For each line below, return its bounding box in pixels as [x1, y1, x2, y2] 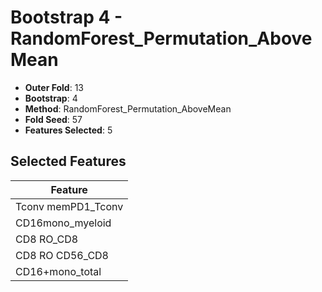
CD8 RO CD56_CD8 [15, 248, 109, 262]
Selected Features [10, 153, 127, 170]
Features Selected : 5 [24, 124, 113, 136]
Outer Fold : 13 [24, 81, 84, 93]
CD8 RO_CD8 [15, 232, 79, 246]
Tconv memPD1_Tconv [15, 199, 124, 213]
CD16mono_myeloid [15, 216, 112, 230]
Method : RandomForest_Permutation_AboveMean [24, 102, 232, 115]
